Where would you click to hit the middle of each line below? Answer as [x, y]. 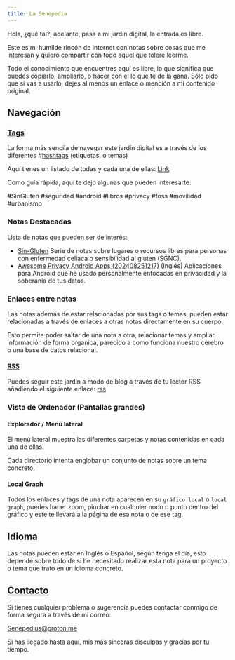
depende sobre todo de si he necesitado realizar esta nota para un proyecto [117, 561]
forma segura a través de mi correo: [59, 615]
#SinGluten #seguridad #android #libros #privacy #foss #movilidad [104, 196]
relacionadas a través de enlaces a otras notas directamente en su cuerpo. [115, 321]
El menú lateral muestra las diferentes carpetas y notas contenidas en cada [116, 440]
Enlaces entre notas [42, 299]
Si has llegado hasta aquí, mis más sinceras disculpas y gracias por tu [108, 642]
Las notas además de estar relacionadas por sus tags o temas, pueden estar [118, 314]
